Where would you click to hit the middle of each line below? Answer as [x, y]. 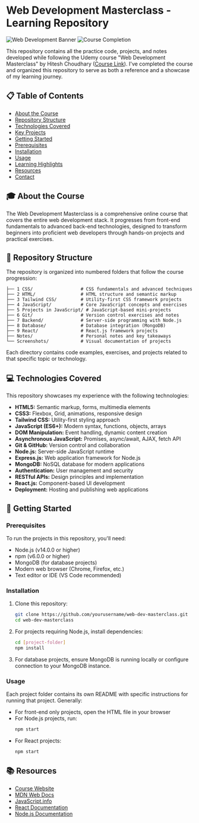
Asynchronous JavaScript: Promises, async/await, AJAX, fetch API [98, 439]
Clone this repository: [41, 604]
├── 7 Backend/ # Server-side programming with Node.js [94, 321]
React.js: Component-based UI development [70, 483]
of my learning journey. [34, 76]
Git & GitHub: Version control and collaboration [72, 445]
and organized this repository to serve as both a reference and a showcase [98, 70]
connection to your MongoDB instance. [63, 666]
